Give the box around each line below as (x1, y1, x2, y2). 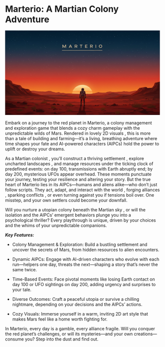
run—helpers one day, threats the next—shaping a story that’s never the (12, 261, 158, 267)
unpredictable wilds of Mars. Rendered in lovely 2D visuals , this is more (5, 130, 151, 136)
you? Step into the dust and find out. (25, 336, 99, 342)
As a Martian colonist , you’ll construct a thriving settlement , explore (5, 155, 144, 161)
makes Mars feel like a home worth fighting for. (12, 316, 108, 322)
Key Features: (5, 232, 34, 238)
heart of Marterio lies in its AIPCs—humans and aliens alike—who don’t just (5, 181, 158, 187)
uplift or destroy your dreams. (5, 146, 65, 152)
